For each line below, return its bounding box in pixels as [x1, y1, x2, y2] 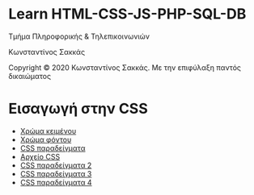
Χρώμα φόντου [19, 135, 72, 144]
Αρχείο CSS [19, 151, 61, 161]
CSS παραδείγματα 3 [19, 168, 92, 178]
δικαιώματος [8, 71, 51, 81]
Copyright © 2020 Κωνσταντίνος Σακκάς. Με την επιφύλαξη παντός [8, 62, 241, 73]
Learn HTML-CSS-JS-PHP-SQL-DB [8, 5, 247, 23]
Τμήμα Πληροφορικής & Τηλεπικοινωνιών [8, 31, 150, 41]
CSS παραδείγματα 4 [19, 177, 92, 187]
